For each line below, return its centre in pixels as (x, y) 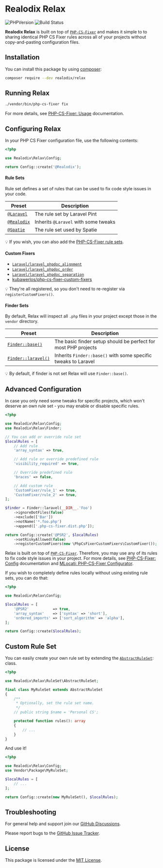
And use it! (16, 748)
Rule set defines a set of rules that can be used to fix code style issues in (78, 188)
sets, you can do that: (27, 578)
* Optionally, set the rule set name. (55, 703)
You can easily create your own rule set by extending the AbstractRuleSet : (79, 658)
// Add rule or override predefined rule (56, 459)
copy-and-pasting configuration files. (42, 42)
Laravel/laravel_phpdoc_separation (48, 275)
